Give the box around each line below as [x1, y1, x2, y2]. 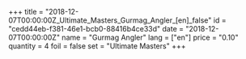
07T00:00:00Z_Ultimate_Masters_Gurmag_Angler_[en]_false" [8, 15, 212, 25]
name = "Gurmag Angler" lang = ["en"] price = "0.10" [61, 32, 239, 42]
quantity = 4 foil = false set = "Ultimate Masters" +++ [8, 41, 186, 51]
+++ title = [8, 7, 45, 16]
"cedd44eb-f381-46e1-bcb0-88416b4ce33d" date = [8, 24, 184, 33]
